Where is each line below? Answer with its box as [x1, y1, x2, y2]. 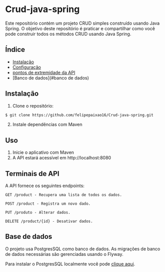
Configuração [12, 64, 41, 70]
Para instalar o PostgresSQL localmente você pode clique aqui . [5, 260, 135, 267]
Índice [5, 45, 25, 54]
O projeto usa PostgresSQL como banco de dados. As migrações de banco [5, 245, 160, 252]
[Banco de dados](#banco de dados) [12, 74, 89, 81]
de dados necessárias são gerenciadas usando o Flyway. [5, 251, 124, 257]
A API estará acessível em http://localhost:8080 [12, 155, 111, 161]
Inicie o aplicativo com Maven [12, 149, 74, 155]
